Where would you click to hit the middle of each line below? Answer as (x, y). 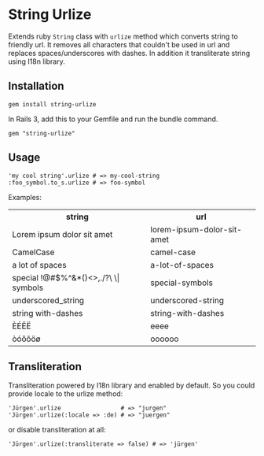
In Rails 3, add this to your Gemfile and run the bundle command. (113, 119)
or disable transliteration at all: (57, 430)
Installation (36, 86)
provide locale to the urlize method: (66, 394)
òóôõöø (26, 339)
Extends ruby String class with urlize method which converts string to (123, 36)
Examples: (25, 197)
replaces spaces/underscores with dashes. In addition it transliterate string (129, 53)
